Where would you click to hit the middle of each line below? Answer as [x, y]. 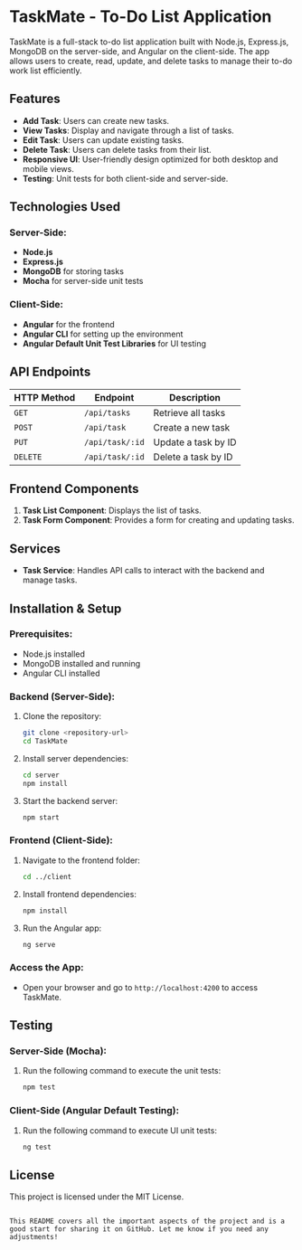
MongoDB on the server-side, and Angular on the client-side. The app [139, 51]
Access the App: [47, 968]
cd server [41, 775]
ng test [37, 1147]
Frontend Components [74, 489]
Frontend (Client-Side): [61, 840]
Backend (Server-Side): [62, 696]
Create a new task [192, 427]
